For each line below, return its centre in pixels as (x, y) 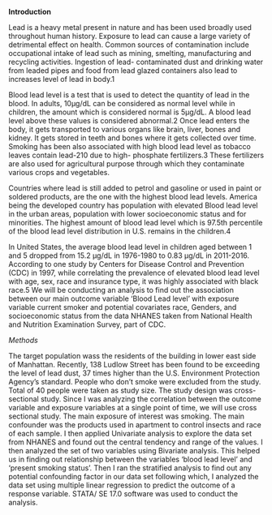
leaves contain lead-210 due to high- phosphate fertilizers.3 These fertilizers (136, 155)
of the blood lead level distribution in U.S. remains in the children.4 (120, 231)
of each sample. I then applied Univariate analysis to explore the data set (130, 433)
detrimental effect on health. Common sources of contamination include (129, 45)
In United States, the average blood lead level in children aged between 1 (130, 247)
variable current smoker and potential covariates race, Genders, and (123, 307)
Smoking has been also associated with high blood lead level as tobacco (130, 146)
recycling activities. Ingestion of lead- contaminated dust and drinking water (136, 62)
